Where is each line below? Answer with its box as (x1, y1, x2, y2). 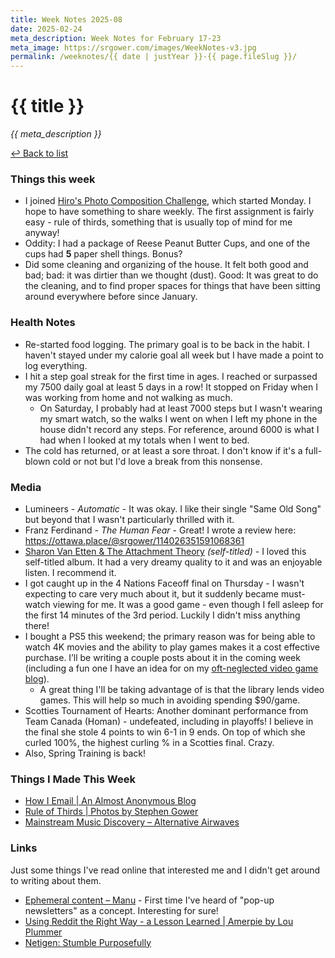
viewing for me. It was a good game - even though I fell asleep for (52, 598, 324, 610)
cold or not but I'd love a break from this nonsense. (52, 455, 263, 467)
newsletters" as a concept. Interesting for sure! (24, 904, 219, 916)
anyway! (24, 227, 60, 239)
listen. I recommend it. (24, 566, 117, 578)
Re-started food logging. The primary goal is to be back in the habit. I (24, 338, 310, 350)
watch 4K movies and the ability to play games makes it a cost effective (24, 641, 321, 653)
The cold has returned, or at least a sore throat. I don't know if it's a (24, 444, 303, 456)
